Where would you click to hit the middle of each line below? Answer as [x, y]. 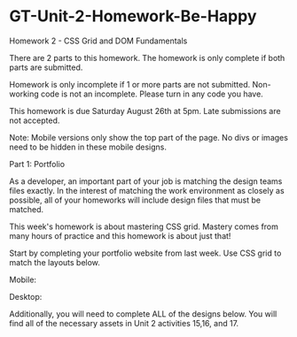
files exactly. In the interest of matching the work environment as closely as [147, 190]
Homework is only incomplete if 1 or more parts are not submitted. [130, 84]
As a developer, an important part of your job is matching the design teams [146, 181]
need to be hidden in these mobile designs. [88, 147]
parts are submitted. [46, 67]
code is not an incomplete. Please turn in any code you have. [152, 94]
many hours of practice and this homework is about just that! [120, 235]
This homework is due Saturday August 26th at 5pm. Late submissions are [145, 111]
